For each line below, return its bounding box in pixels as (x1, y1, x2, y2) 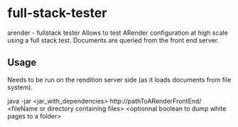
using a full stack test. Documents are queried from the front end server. (7, 35, 219, 44)
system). (7, 83, 33, 92)
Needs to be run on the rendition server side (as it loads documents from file (7, 75, 232, 84)
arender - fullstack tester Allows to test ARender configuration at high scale (7, 28, 229, 37)
